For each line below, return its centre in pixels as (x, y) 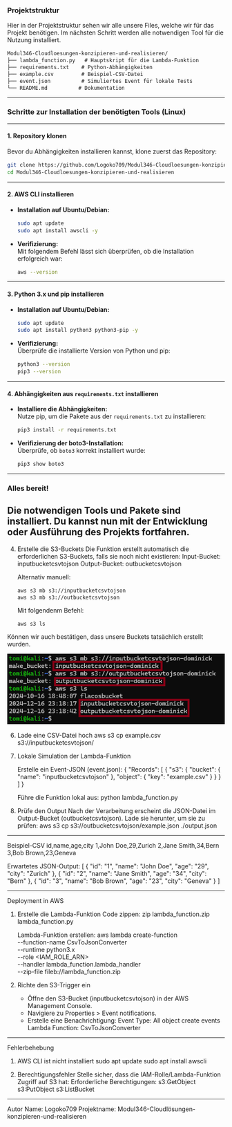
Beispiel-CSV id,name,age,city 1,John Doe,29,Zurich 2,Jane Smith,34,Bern (113, 846)
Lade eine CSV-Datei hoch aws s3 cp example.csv (89, 736)
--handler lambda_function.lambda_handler (79, 965)
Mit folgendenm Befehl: (50, 610)
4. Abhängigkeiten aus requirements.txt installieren (83, 393)
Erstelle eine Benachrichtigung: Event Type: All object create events (124, 1021)
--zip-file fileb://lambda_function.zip (69, 972)
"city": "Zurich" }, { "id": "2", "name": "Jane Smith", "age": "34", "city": (107, 874)
